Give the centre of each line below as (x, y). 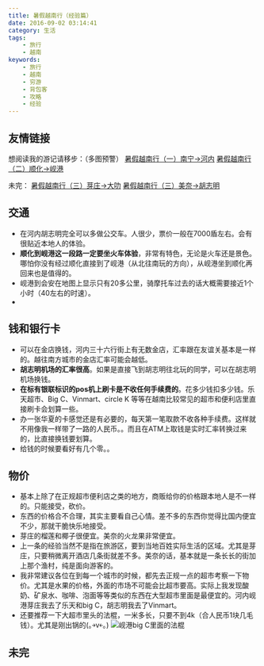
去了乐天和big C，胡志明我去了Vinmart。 (114, 605)
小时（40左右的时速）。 (57, 293)
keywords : (25, 60)
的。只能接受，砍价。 (54, 506)
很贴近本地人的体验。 (54, 243)
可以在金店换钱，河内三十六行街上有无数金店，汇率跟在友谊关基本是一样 (138, 349)
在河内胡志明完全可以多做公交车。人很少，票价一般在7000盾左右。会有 (136, 233)
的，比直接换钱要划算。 (58, 438)
